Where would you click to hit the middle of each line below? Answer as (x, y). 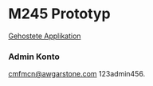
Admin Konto (34, 57)
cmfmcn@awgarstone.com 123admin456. (77, 74)
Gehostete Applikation (45, 36)
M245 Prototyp (59, 14)
